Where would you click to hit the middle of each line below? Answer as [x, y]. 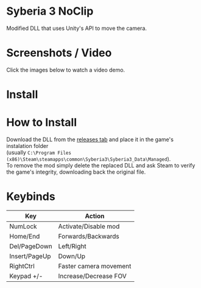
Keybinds [31, 197]
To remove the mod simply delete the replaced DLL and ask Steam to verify [101, 165]
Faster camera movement [95, 266]
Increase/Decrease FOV [92, 276]
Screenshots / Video [59, 53]
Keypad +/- [26, 276]
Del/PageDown [31, 246]
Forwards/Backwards [89, 236]
